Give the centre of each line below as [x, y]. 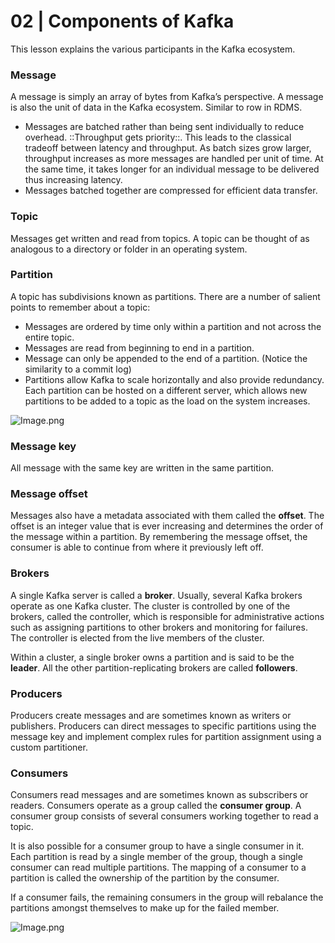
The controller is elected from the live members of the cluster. [137, 637]
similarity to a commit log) [78, 369]
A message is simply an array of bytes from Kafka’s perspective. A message [167, 97]
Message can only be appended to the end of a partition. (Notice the [166, 358]
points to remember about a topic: [80, 307]
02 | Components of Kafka [122, 21]
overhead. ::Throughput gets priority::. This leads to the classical [158, 137]
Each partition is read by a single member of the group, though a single [156, 857]
